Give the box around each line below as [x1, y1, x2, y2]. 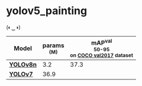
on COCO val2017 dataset [70, 52, 134, 59]
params [42, 41, 64, 49]
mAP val [91, 37, 112, 47]
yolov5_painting [6, 4, 88, 18]
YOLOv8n [9, 61, 37, 69]
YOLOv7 [9, 70, 34, 78]
